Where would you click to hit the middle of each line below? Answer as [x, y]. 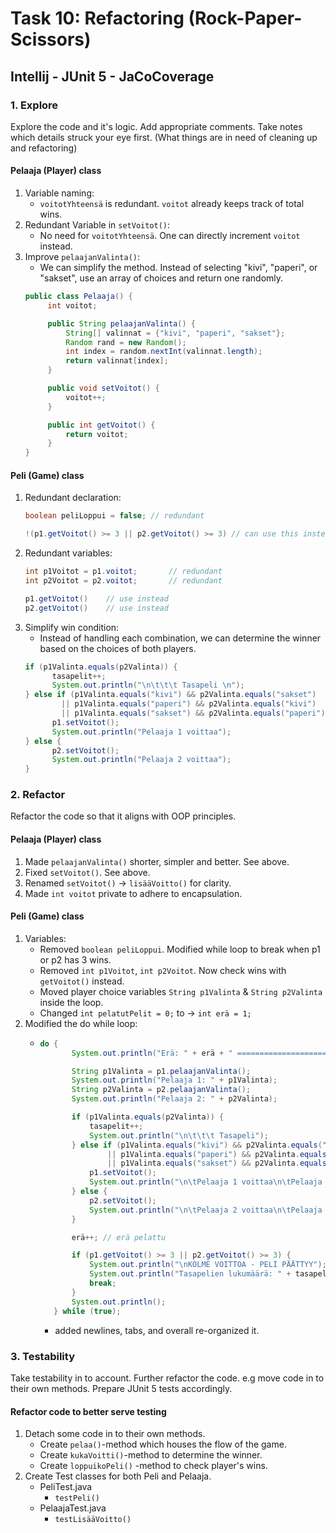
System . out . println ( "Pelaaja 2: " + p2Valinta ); [174, 1099]
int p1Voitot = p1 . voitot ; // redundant [123, 572]
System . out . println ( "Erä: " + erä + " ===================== [201, 1053]
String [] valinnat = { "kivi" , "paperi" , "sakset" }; [175, 333]
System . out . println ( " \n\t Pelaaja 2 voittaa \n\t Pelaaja [206, 1210]
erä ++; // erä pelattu [119, 1237]
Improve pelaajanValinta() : [82, 257]
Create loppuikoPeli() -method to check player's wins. [153, 1466]
